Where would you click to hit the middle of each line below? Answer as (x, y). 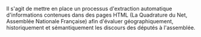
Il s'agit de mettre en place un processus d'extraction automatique (89, 9)
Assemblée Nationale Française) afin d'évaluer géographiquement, (90, 21)
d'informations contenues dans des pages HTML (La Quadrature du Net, (97, 15)
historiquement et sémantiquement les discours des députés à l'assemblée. (101, 27)
